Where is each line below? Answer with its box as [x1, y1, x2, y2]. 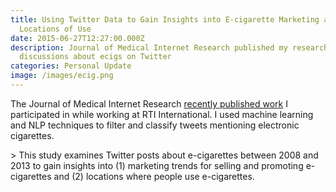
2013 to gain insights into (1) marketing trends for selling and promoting [10, 159, 304, 171]
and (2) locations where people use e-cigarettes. [53, 170, 255, 182]
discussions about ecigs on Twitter [19, 52, 172, 62]
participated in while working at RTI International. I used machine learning [10, 108, 314, 120]
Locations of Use [19, 24, 92, 34]
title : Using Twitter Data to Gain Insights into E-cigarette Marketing [10, 14, 320, 25]
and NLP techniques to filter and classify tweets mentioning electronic [10, 119, 300, 131]
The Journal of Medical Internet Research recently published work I [10, 97, 288, 110]
